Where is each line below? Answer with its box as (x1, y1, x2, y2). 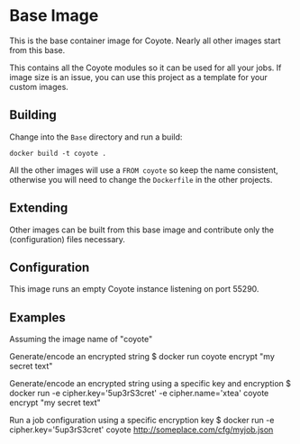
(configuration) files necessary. (9, 233, 126, 244)
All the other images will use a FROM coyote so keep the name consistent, (9, 164, 279, 176)
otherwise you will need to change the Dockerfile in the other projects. (9, 174, 273, 185)
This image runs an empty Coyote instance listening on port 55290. (9, 284, 259, 294)
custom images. (9, 81, 69, 92)
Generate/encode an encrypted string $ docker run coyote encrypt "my (9, 351, 275, 362)
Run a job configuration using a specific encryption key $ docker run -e (9, 415, 275, 426)
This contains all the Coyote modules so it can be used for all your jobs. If (9, 62, 282, 73)
